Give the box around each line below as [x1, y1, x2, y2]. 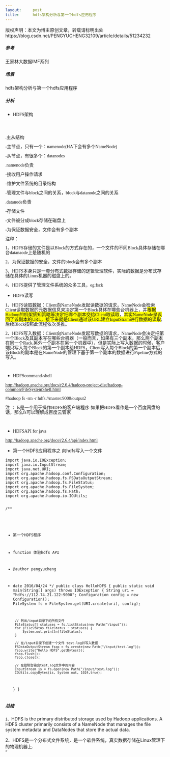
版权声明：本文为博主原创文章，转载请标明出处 [5, 26, 103, 33]
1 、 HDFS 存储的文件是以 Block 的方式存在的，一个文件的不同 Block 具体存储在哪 [5, 245, 165, 251]
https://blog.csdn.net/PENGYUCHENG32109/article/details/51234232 [5, 33, 151, 39]
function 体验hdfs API [12, 550, 60, 555]
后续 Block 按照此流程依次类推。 [5, 321, 70, 327]
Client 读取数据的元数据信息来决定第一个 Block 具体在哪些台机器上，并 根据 [5, 306, 156, 313]
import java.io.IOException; [5, 458, 67, 463]
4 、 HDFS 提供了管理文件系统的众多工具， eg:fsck [5, 282, 103, 288]
